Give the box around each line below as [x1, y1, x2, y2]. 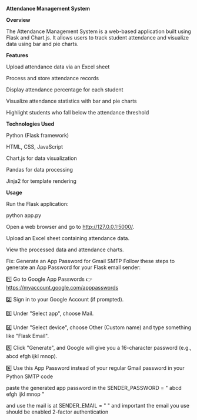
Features [6, 52, 28, 58]
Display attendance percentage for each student [6, 86, 123, 93]
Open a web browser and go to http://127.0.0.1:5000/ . [6, 224, 135, 230]
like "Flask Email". [6, 333, 49, 339]
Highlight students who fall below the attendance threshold [6, 109, 149, 116]
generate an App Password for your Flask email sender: [6, 264, 141, 271]
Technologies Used [6, 120, 55, 127]
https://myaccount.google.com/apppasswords [6, 284, 119, 291]
